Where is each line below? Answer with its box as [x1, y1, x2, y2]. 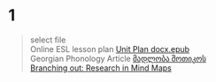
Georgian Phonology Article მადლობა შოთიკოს [29, 53, 207, 63]
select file [29, 34, 66, 45]
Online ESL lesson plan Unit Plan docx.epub [29, 43, 190, 54]
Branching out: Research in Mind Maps [29, 63, 172, 73]
